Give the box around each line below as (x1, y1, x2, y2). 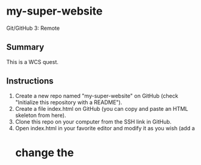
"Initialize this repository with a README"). (15, 99, 122, 106)
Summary (6, 42, 44, 52)
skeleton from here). (15, 111, 66, 119)
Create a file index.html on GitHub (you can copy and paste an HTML (15, 105, 189, 112)
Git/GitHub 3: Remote (6, 24, 60, 32)
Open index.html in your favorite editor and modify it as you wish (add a (15, 124, 195, 132)
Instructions (6, 76, 54, 86)
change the (15, 146, 74, 160)
